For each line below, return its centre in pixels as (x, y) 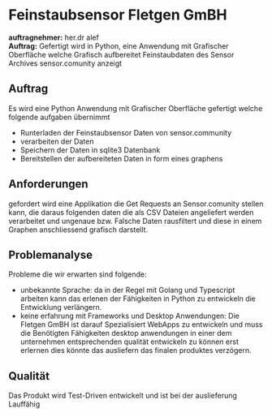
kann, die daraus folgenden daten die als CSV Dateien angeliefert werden (131, 212)
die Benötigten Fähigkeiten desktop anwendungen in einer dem (126, 333)
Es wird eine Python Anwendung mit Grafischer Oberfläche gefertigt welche (136, 108)
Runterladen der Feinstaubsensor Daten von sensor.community (126, 132)
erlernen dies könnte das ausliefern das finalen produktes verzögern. (136, 350)
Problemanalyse (51, 254)
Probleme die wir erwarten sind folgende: (78, 274)
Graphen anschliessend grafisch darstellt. (78, 230)
